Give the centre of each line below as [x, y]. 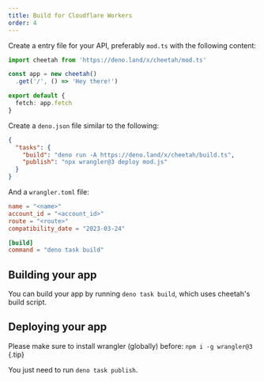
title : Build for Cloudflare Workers [70, 15]
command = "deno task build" [56, 250]
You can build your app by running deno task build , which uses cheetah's [129, 294]
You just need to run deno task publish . [73, 369]
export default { [37, 96]
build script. [28, 302]
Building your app [53, 275]
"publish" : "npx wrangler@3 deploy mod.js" [95, 162]
